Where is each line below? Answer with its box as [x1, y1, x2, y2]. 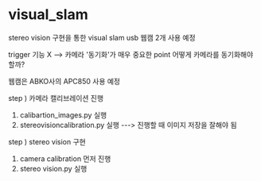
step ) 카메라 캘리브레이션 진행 [8, 93, 104, 102]
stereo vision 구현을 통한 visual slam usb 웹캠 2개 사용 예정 [8, 33, 197, 42]
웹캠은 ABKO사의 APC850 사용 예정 [8, 76, 121, 86]
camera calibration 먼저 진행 [19, 153, 111, 164]
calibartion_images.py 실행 [19, 110, 107, 120]
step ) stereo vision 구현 [8, 137, 86, 146]
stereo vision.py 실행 [19, 164, 88, 173]
